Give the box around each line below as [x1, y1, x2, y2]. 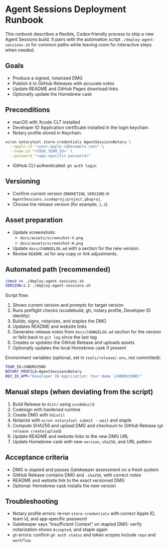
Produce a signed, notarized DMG [12, 75, 83, 81]
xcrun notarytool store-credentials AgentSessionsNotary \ [5, 140, 131, 145]
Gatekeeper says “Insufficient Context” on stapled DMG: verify [12, 521, 142, 527]
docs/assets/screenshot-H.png [20, 241, 84, 246]
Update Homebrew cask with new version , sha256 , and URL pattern [12, 438, 152, 444]
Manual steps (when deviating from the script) [5, 388, 153, 396]
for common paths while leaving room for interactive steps [31, 41, 152, 47]
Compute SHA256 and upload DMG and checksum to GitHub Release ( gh [12, 422, 163, 429]
